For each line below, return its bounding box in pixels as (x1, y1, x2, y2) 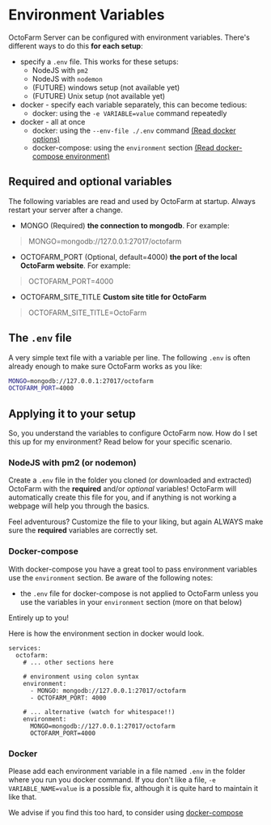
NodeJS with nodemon (32, 74, 103, 83)
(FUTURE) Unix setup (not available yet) (32, 91, 166, 100)
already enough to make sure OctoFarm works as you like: (8, 361, 202, 371)
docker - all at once (19, 117, 86, 126)
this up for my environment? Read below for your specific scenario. (8, 437, 233, 447)
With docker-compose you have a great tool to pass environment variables (8, 564, 257, 574)
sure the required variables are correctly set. (8, 525, 159, 535)
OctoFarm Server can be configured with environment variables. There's (8, 32, 251, 42)
